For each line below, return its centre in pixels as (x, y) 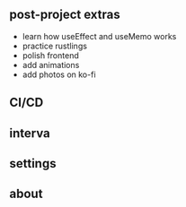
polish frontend (50, 55)
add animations (51, 65)
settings (33, 164)
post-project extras (65, 15)
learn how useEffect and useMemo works (99, 36)
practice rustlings (55, 46)
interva (30, 133)
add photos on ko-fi (59, 74)
